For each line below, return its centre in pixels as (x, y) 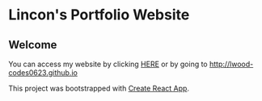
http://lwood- (231, 64)
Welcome (33, 45)
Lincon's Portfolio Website (99, 15)
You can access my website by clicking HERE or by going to (108, 64)
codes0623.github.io (43, 73)
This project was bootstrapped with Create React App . (99, 88)
